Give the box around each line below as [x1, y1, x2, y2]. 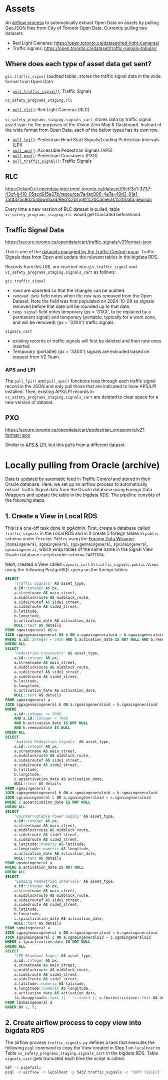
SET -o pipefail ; [5, 1065, 41, 1070]
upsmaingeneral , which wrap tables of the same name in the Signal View [5, 546, 153, 552]
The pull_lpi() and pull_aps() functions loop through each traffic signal [5, 378, 156, 384]
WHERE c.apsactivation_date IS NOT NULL [5, 800, 91, 805]
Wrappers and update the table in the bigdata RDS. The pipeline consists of [5, 492, 160, 498]
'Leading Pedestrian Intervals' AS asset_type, [14, 879, 115, 884]
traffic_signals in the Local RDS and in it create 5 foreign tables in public [5, 530, 159, 536]
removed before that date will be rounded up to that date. [12, 303, 131, 309]
